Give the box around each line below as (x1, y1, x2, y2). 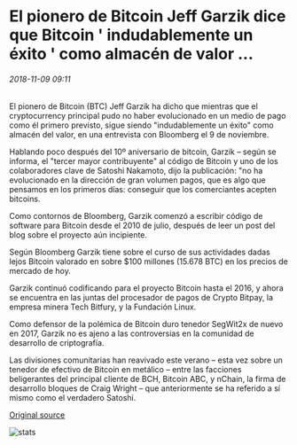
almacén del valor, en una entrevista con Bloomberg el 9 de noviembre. (9, 129, 270, 140)
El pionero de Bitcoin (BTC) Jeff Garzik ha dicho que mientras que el (9, 101, 259, 112)
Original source (9, 410, 66, 420)
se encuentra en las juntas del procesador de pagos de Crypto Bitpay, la (9, 293, 273, 303)
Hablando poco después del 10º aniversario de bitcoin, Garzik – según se (9, 146, 277, 157)
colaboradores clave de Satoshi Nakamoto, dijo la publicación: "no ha (9, 166, 263, 176)
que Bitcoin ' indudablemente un (9, 25, 254, 45)
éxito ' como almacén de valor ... (9, 44, 254, 64)
